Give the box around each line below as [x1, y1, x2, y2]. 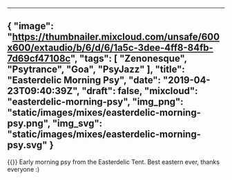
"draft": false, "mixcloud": [81, 85, 198, 97]
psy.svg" [7, 139, 48, 151]
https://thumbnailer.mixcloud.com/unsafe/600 [12, 31, 220, 43]
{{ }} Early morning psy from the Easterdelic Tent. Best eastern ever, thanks [7, 157, 220, 166]
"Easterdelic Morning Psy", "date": [7, 74, 161, 87]
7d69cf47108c [7, 53, 71, 64]
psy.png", [7, 118, 50, 129]
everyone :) [7, 165, 40, 173]
